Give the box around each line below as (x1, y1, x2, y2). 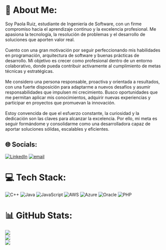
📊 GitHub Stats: (5, 210, 73, 221)
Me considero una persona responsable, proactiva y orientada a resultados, (5, 79, 160, 85)
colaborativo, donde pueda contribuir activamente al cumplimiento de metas (5, 63, 161, 69)
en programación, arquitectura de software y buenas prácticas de (5, 52, 140, 58)
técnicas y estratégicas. (5, 68, 54, 74)
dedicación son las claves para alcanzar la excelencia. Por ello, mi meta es (5, 115, 158, 121)
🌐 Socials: (5, 141, 38, 149)
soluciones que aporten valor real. (5, 37, 75, 43)
